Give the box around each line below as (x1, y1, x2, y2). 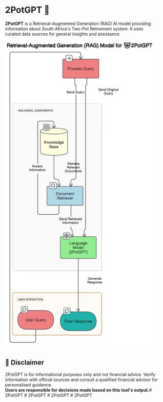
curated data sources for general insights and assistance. (5, 31, 121, 37)
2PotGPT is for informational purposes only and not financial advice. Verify (5, 371, 156, 377)
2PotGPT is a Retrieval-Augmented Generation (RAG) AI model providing (5, 21, 151, 26)
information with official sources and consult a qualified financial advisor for (5, 377, 158, 382)
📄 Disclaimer (5, 358, 44, 367)
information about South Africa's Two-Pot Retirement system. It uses (5, 25, 143, 31)
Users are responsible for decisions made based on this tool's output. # (5, 387, 152, 393)
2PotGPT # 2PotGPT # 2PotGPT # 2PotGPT (5, 392, 93, 398)
